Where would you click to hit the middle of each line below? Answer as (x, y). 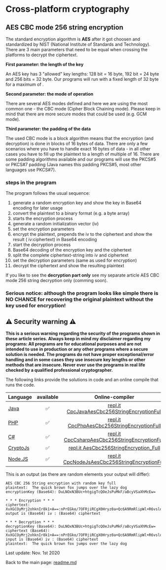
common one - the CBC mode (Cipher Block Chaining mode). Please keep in (83, 109)
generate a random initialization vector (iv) (56, 224)
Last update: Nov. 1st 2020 (33, 553)
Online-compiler (114, 397)
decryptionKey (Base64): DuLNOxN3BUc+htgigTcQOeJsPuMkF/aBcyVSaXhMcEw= (81, 527)
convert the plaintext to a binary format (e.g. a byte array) (71, 214)
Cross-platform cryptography (67, 9)
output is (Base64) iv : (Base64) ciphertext (53, 514)
